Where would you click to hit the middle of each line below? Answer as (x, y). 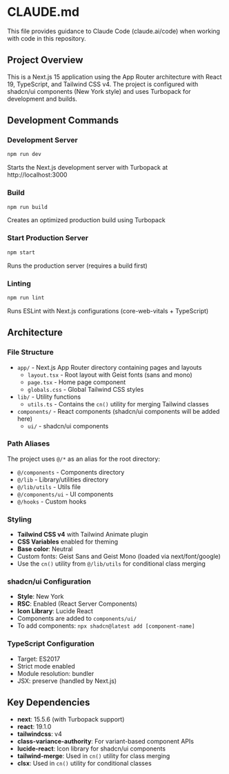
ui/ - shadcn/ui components (68, 426)
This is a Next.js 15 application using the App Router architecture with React (114, 77)
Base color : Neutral (45, 549)
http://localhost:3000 (37, 175)
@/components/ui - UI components (65, 494)
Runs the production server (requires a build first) (78, 266)
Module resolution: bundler (56, 673)
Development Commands (63, 120)
